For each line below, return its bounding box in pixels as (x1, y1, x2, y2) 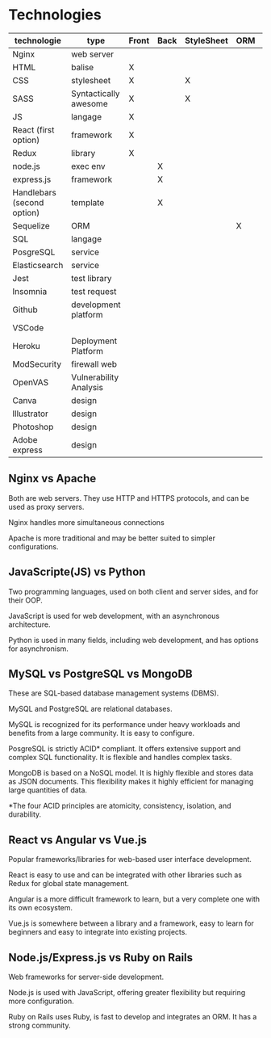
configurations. (8, 541, 59, 551)
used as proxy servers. (8, 502, 85, 511)
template (71, 196, 105, 208)
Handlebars (12, 187, 56, 198)
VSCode (12, 321, 44, 333)
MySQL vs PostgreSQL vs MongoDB (8, 666, 193, 680)
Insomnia (12, 285, 48, 296)
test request (71, 285, 117, 296)
